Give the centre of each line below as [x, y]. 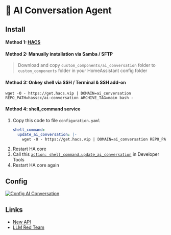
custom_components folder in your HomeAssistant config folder [82, 70]
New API [22, 222]
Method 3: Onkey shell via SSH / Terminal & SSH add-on [66, 82]
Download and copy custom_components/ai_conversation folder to [87, 65]
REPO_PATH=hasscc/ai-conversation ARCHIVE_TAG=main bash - [69, 98]
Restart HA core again [36, 165]
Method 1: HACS [23, 42]
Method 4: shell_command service [43, 109]
